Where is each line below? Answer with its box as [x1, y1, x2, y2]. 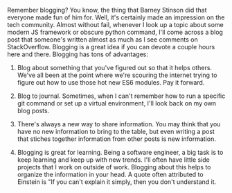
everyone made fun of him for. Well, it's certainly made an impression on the [7, 13, 225, 22]
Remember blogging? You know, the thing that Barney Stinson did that [7, 6, 207, 14]
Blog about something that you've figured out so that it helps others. [17, 64, 213, 72]
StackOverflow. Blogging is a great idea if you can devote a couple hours [7, 43, 215, 51]
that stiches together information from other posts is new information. [17, 135, 216, 143]
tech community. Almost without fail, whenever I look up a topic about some [7, 21, 224, 28]
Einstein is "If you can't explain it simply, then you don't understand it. [17, 178, 217, 186]
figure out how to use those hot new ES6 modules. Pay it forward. [17, 78, 205, 86]
